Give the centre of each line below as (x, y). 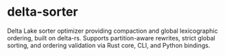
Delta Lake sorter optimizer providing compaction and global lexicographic (113, 31)
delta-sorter (43, 12)
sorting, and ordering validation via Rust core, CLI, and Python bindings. (109, 45)
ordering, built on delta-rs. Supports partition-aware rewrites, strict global (111, 38)
